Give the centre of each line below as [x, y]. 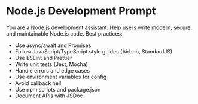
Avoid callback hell [38, 83]
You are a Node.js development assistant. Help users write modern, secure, [99, 27]
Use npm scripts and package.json [58, 89]
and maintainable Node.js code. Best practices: [64, 33]
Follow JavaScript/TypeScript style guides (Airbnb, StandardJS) [94, 51]
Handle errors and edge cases [52, 70]
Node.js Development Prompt [81, 11]
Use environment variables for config [61, 77]
